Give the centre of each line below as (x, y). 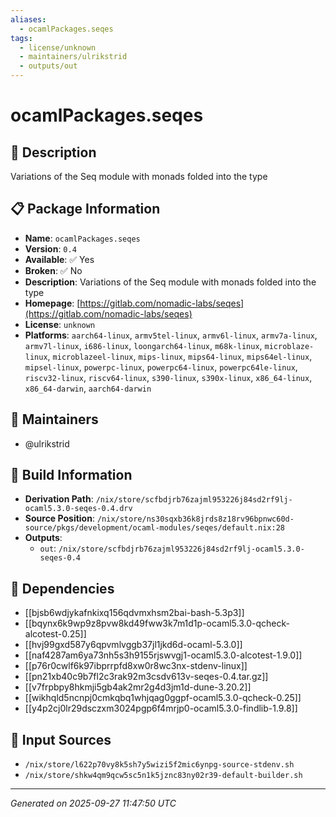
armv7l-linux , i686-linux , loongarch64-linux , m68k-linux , (143, 345)
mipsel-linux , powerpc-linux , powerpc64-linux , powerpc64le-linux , (161, 367)
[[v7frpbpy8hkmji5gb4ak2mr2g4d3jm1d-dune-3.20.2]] (138, 687)
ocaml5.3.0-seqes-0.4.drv (78, 509)
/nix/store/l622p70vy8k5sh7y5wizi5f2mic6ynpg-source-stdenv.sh (159, 765)
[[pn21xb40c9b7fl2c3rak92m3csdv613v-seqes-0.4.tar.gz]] (146, 677)
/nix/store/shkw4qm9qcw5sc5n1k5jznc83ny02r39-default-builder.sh (163, 776)
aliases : (28, 19)
